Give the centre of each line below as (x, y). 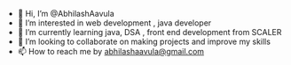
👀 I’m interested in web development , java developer (114, 23)
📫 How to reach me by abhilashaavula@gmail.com (111, 51)
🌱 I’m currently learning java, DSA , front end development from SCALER (149, 32)
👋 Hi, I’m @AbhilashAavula (66, 14)
